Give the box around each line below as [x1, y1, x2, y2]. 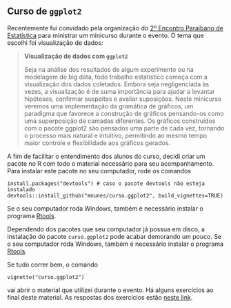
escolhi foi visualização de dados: [7, 38, 103, 47]
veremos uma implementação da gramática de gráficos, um [23, 102, 194, 110]
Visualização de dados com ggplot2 [23, 52, 128, 60]
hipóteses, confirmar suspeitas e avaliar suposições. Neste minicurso [23, 95, 222, 103]
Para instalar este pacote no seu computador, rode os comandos [7, 166, 192, 175]
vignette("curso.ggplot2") [7, 273, 85, 280]
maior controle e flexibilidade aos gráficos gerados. [23, 138, 171, 147]
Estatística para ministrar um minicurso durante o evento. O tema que [7, 31, 205, 39]
